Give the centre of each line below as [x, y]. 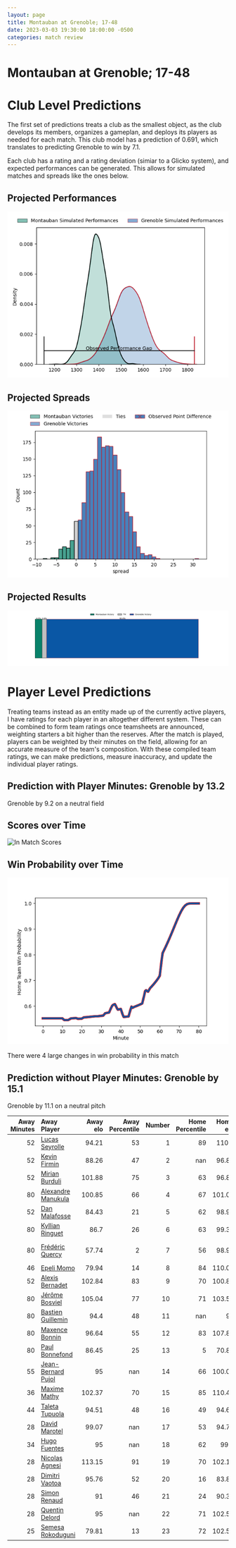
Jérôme [52, 1295]
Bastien [52, 1312]
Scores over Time [47, 825]
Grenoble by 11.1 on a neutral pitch [57, 1106]
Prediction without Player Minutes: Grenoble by [113, 1078]
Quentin [53, 1510]
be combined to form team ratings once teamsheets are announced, [106, 726]
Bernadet [54, 1285]
